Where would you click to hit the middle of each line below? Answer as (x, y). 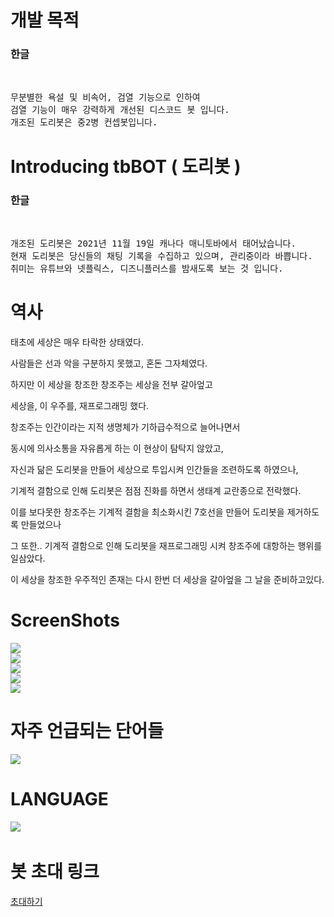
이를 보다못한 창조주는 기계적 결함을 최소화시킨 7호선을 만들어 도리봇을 (147, 512)
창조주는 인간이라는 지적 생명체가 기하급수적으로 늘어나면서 (125, 427)
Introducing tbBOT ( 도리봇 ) (126, 166)
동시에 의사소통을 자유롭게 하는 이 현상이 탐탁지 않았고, (117, 448)
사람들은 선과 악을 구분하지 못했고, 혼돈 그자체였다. (109, 363)
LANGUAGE (59, 798)
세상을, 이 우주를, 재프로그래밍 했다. (80, 405)
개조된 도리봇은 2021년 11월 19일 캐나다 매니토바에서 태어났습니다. (153, 243)
